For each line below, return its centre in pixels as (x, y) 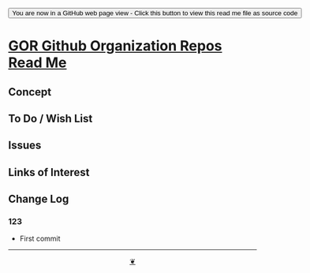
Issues (25, 146)
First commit (40, 239)
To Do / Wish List (50, 118)
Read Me (37, 63)
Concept (30, 92)
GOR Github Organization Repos (115, 46)
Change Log (39, 199)
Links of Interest (49, 172)
